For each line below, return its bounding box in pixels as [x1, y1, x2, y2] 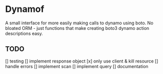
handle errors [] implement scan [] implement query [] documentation [5, 63, 148, 69]
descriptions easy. [5, 30, 43, 36]
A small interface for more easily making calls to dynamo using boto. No [5, 20, 153, 26]
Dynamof [5, 3, 44, 15]
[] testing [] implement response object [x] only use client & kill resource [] [5, 58, 158, 64]
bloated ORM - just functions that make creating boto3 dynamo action [5, 25, 149, 31]
